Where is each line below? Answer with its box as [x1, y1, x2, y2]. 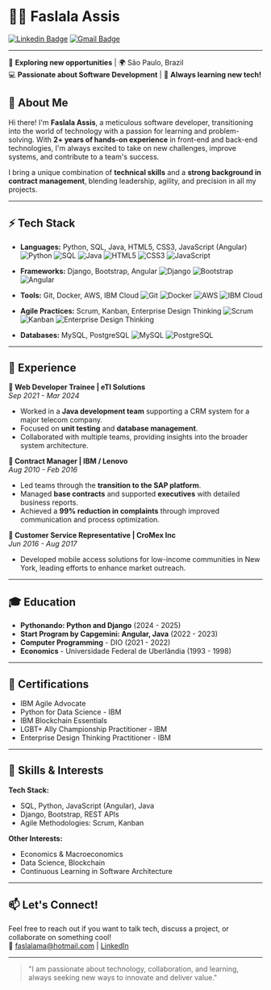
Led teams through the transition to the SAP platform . [19, 480, 202, 490]
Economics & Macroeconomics [19, 849, 123, 859]
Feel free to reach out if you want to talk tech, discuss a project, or [8, 923, 230, 934]
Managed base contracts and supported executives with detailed [19, 489, 240, 499]
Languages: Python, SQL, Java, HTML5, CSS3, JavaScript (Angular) [19, 242, 248, 252]
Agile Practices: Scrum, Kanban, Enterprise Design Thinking [19, 306, 222, 315]
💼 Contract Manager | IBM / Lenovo [8, 456, 128, 466]
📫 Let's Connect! [8, 898, 98, 912]
